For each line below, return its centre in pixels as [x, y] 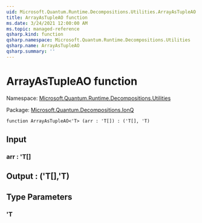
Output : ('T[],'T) [38, 176]
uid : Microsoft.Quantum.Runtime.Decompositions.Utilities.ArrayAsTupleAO [101, 12]
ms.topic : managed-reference [43, 29]
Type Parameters [39, 197]
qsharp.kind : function [35, 35]
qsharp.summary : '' [31, 52]
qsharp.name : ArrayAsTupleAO [43, 46]
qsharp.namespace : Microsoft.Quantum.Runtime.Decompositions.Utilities [98, 40]
